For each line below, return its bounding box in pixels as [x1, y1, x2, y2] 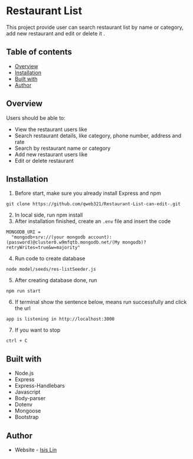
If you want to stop [14, 326, 61, 334]
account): [87, 234, 112, 240]
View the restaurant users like [14, 126, 87, 133]
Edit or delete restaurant [14, 157, 74, 164]
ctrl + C [6, 338, 28, 344]
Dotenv [14, 401, 32, 408]
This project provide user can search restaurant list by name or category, [6, 24, 184, 31]
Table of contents [6, 47, 72, 57]
